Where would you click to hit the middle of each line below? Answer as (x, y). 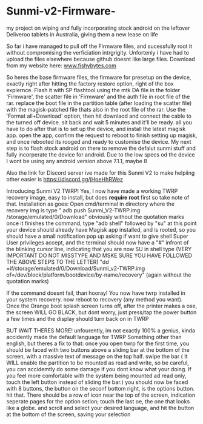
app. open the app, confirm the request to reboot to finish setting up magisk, (102, 135)
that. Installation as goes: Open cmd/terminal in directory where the (90, 204)
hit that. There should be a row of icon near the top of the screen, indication (101, 395)
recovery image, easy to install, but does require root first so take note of (98, 197)
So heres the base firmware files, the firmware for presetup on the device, (99, 77)
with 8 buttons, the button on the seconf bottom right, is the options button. (101, 388)
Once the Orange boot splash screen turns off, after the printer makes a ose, (102, 306)
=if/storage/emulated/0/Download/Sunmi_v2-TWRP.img (76, 268)
